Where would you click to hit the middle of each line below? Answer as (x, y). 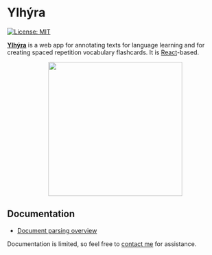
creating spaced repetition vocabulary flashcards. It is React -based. (103, 52)
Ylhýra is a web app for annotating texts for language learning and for (106, 45)
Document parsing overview (57, 230)
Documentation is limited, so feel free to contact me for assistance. (102, 244)
